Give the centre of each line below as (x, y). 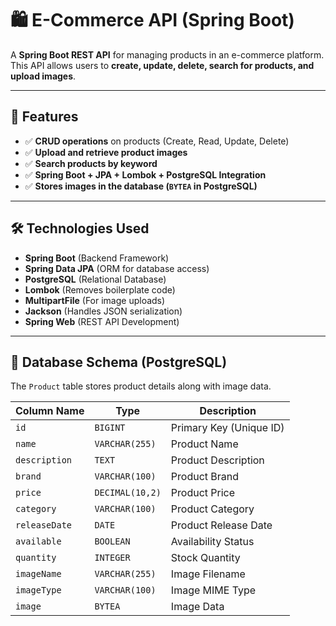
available (38, 541)
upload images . (43, 76)
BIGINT (110, 428)
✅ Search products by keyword (91, 163)
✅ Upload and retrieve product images (106, 152)
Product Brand (205, 477)
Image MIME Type (213, 590)
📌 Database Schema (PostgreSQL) (119, 362)
